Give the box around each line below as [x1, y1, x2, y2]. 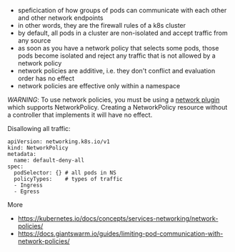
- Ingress [14, 182, 43, 189]
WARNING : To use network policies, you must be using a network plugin [7, 95, 220, 104]
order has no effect [17, 74, 75, 83]
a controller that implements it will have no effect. [7, 110, 153, 119]
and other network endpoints [17, 14, 104, 22]
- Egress [14, 188, 40, 195]
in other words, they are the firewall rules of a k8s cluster [17, 21, 186, 29]
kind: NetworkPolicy [7, 145, 69, 152]
